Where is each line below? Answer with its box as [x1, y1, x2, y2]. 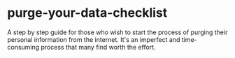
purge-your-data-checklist [7, 5, 168, 21]
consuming [7, 43, 40, 51]
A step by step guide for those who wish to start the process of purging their [7, 28, 228, 36]
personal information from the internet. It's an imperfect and [7, 35, 180, 43]
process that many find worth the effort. [41, 43, 156, 51]
